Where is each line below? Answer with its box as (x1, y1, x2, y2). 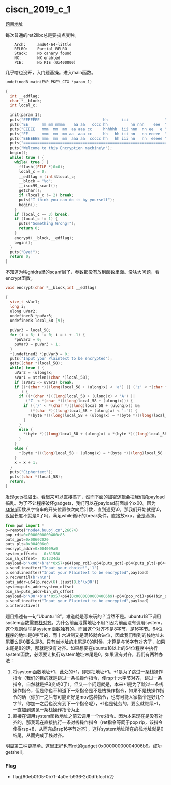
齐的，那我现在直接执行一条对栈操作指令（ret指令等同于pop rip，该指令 (12, 719, 163, 725)
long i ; (10, 304, 26, 309)
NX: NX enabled (14, 55, 60, 61)
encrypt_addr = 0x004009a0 (5, 546, 58, 551)
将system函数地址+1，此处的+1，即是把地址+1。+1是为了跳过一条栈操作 (12, 668, 163, 675)
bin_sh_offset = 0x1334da (5, 556, 60, 561)
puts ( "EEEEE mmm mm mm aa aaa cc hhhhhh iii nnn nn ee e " (10, 126, 167, 132)
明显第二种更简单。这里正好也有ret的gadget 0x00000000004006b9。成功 (5, 743, 162, 749)
